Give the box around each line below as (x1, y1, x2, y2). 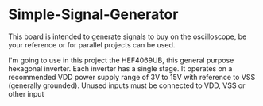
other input (8, 89, 44, 98)
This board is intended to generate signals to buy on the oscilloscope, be (8, 32, 247, 41)
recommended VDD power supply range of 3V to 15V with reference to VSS (8, 72, 256, 81)
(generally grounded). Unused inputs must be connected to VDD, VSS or (8, 81, 246, 90)
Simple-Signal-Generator (8, 6, 179, 24)
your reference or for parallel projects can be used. (8, 40, 176, 49)
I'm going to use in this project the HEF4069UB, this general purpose (8, 55, 234, 65)
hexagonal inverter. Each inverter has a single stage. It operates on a (8, 63, 233, 73)
